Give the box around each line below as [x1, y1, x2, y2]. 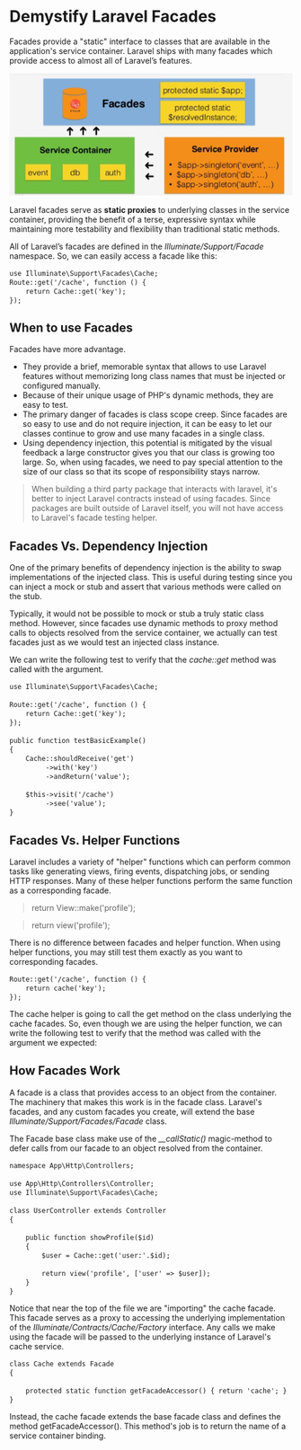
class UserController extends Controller [9, 1206, 167, 1215]
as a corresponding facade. [9, 885, 112, 896]
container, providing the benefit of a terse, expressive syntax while [9, 214, 256, 225]
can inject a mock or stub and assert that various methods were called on [9, 581, 281, 592]
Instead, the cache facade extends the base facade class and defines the [9, 1410, 281, 1421]
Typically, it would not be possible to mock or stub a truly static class [9, 608, 265, 619]
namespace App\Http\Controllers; [9, 1161, 135, 1170]
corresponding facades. [9, 957, 99, 968]
